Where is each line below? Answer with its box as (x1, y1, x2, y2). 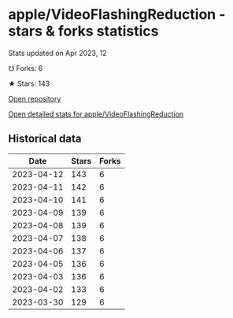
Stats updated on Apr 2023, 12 (8, 48, 108, 57)
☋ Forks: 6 (8, 63, 43, 72)
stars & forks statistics (8, 22, 159, 40)
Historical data (8, 132, 82, 146)
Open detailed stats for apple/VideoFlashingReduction (8, 109, 184, 119)
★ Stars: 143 (8, 79, 50, 88)
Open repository (8, 94, 61, 103)
